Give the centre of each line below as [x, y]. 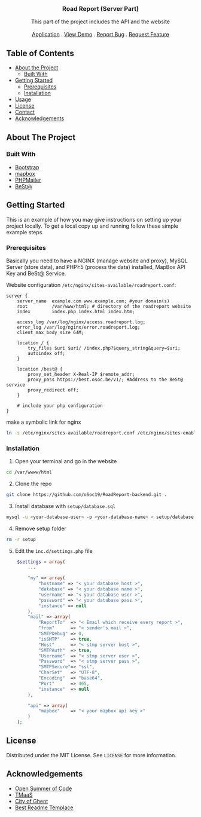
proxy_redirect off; [53, 390]
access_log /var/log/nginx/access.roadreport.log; [81, 322]
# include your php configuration [60, 406]
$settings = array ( [41, 562]
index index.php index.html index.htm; [76, 311]
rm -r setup [21, 539]
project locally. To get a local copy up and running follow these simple [92, 226]
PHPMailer [28, 180]
